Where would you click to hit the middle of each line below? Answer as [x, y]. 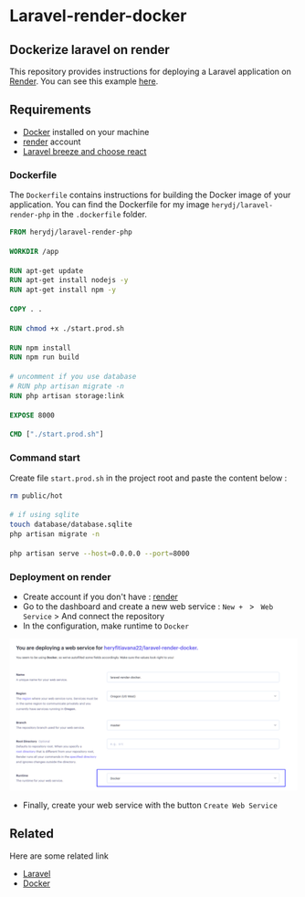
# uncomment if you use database [73, 377]
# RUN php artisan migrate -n [67, 386]
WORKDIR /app [34, 251]
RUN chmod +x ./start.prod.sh [67, 328]
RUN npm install [40, 348]
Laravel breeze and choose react [84, 151]
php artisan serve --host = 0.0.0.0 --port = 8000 [100, 554]
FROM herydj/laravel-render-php [71, 232]
